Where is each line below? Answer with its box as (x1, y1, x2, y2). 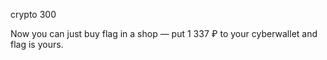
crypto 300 (10, 9, 57, 20)
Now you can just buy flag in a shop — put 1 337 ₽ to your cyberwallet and (10, 28, 318, 39)
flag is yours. (10, 39, 64, 50)
